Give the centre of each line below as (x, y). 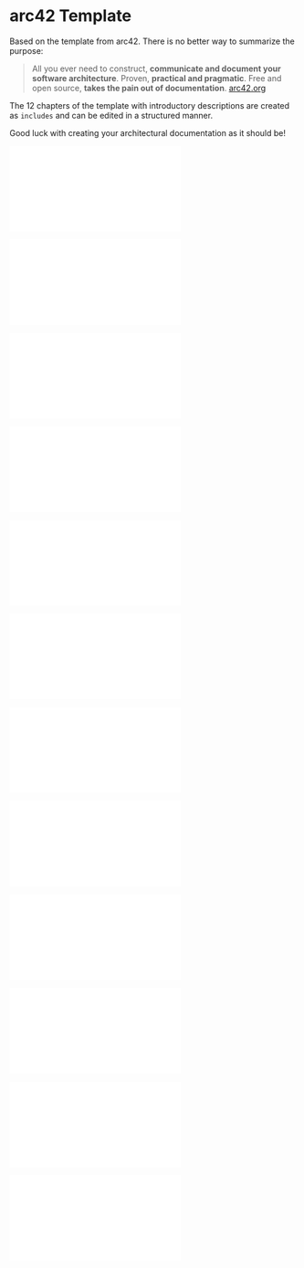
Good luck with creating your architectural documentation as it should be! (147, 132)
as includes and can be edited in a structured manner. (111, 115)
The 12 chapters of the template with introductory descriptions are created (150, 105)
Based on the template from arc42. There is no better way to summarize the (152, 41)
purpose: (26, 50)
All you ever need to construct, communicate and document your (156, 68)
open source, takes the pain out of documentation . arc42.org (149, 88)
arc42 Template (71, 16)
